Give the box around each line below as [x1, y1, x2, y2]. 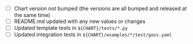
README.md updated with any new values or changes [13, 18, 146, 25]
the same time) [13, 12, 50, 19]
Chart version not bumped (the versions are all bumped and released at [13, 5, 187, 12]
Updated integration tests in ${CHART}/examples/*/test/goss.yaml [13, 31, 172, 38]
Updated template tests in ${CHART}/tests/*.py [13, 25, 128, 32]
